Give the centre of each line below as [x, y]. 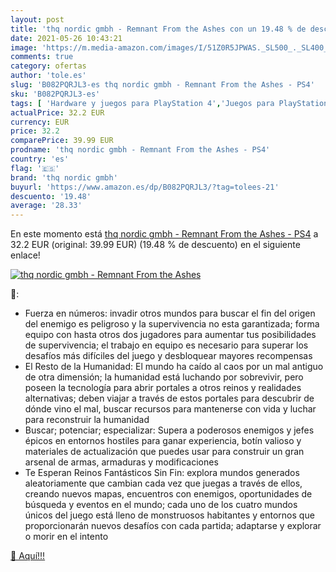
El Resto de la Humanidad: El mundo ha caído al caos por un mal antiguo [174, 367]
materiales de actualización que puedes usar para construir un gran [164, 452]
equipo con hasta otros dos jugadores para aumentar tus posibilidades [170, 335]
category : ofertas [48, 66]
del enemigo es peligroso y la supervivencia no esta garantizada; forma [172, 324]
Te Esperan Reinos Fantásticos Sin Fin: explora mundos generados [162, 473]
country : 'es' [40, 159]
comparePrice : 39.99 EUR [62, 141]
